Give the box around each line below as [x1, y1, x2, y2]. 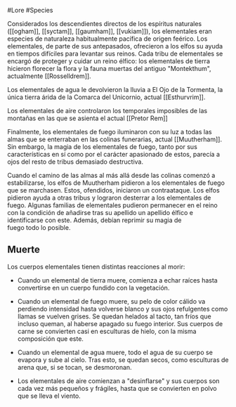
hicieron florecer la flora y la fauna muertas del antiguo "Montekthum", [7, 65, 212, 72]
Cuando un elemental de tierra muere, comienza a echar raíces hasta [17, 276, 218, 284]
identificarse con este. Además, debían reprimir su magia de [7, 216, 182, 224]
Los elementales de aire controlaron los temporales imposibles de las [7, 107, 208, 115]
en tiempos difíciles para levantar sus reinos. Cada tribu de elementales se [7, 49, 223, 58]
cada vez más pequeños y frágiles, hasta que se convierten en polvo [17, 384, 217, 392]
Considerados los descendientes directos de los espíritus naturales [7, 20, 202, 27]
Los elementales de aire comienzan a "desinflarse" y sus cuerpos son [17, 376, 220, 385]
